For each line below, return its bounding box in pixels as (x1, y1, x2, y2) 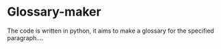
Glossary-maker (7, 4, 101, 20)
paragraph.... (7, 33, 44, 42)
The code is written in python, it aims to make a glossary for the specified (7, 27, 214, 35)
